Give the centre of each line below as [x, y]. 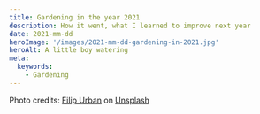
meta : [19, 58]
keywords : [35, 67]
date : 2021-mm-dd [41, 34]
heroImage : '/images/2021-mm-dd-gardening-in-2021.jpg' [114, 42]
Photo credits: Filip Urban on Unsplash [80, 100]
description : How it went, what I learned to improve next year [130, 26]
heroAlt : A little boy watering [69, 50]
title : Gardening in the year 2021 [75, 17]
